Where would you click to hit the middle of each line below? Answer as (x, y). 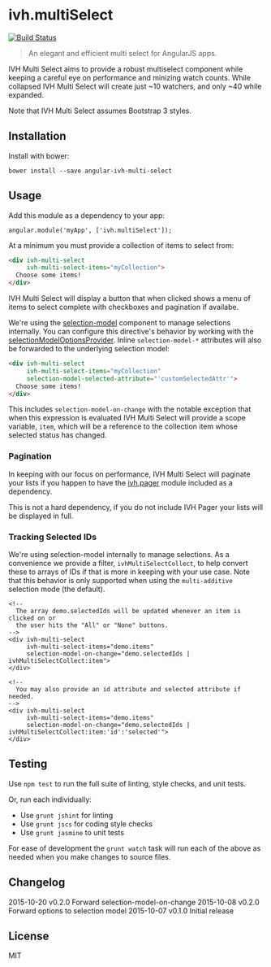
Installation (37, 136)
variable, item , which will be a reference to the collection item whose (123, 427)
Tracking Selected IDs (53, 537)
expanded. (26, 94)
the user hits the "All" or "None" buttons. (92, 625)
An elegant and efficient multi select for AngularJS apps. (123, 53)
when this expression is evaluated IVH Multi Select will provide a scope (127, 418)
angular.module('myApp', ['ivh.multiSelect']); (90, 230)
